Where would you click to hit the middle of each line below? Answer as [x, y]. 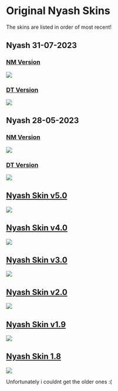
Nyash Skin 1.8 [34, 357]
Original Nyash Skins [58, 11]
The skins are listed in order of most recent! [59, 27]
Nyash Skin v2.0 [37, 292]
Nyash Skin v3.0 [37, 260]
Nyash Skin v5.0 [37, 195]
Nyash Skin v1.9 [36, 324]
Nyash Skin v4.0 [37, 228]
